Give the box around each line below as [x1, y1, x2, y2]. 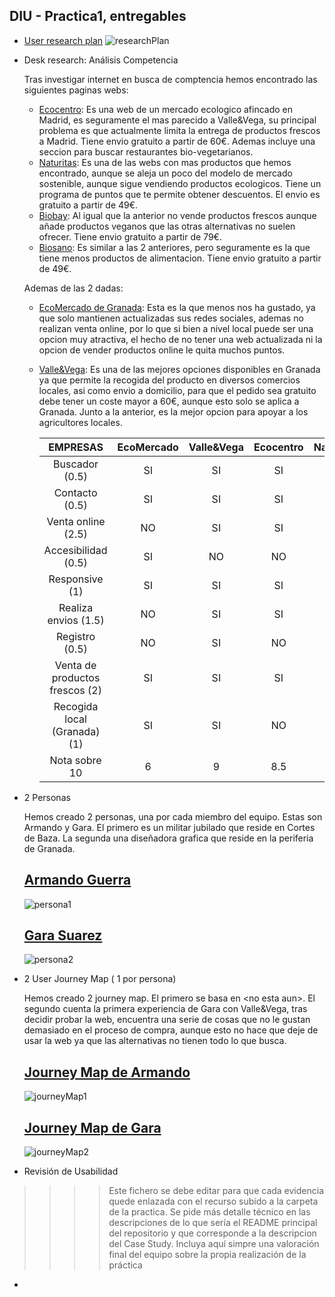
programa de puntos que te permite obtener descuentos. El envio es [38, 188, 321, 200]
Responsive [48, 572, 104, 586]
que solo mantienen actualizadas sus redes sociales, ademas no [38, 312, 304, 324]
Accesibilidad [43, 543, 108, 557]
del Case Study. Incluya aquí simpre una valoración [108, 1238, 320, 1250]
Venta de [54, 658, 97, 672]
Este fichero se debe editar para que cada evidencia [108, 1185, 325, 1197]
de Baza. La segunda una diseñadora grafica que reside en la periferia [23, 832, 314, 844]
